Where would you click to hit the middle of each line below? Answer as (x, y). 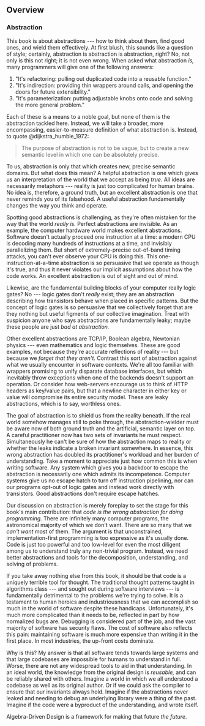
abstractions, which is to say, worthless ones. (64, 403)
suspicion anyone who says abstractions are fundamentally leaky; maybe (99, 320)
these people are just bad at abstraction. (58, 326)
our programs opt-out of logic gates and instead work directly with (90, 487)
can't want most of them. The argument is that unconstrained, (85, 531)
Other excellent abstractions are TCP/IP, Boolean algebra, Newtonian (93, 339)
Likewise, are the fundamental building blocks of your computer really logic (101, 288)
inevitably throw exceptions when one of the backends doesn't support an (100, 377)
